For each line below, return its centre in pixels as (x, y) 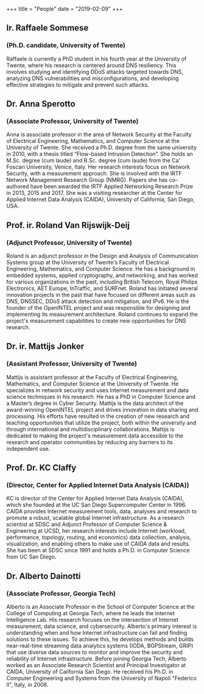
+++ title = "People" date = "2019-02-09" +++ (65, 9)
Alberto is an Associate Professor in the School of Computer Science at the (100, 607)
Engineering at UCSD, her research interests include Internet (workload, (96, 531)
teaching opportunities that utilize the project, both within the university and (101, 422)
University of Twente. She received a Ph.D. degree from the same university (101, 148)
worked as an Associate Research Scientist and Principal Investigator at (96, 665)
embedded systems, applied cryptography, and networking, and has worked (102, 276)
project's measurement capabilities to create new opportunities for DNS (97, 321)
